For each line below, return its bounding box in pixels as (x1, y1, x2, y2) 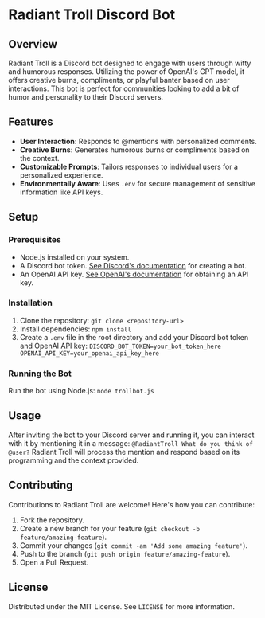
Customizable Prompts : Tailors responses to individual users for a (19, 162, 239, 171)
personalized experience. (19, 170, 103, 180)
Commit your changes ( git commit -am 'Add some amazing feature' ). (19, 540, 248, 550)
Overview (8, 37, 58, 51)
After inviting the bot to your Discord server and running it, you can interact (8, 430, 255, 440)
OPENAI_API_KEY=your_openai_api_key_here (19, 349, 159, 358)
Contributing (8, 479, 73, 492)
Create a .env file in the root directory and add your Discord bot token (19, 332, 249, 342)
